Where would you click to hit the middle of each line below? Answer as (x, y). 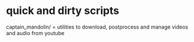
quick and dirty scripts (63, 11)
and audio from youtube (35, 33)
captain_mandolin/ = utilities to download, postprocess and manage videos (97, 27)
